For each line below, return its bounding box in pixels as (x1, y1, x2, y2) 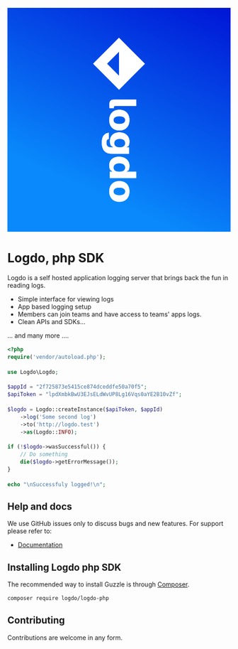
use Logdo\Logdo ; (7, 368, 59, 375)
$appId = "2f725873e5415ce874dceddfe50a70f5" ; (7, 383, 147, 391)
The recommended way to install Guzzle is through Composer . (7, 580, 190, 589)
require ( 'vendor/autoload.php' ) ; (7, 353, 106, 360)
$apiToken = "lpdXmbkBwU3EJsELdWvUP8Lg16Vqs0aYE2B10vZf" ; (7, 391, 182, 398)
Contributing (7, 614, 65, 626)
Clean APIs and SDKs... (17, 317, 86, 326)
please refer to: (7, 527, 52, 535)
